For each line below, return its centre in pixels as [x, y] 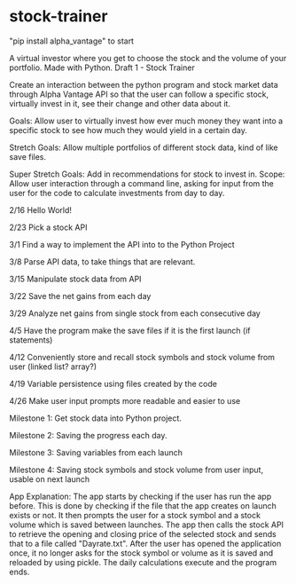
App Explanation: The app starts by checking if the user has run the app [140, 496]
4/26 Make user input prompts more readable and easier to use [125, 400]
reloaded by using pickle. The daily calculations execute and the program [143, 562]
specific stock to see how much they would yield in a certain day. [129, 130]
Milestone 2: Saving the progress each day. [88, 435]
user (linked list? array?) [53, 367]
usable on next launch [50, 479]
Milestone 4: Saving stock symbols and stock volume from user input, [136, 470]
